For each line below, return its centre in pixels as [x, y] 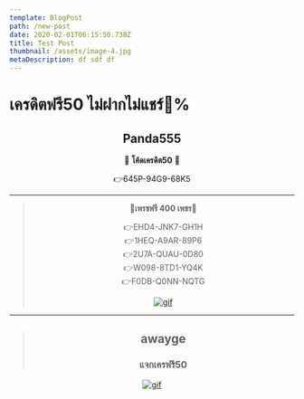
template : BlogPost [46, 18]
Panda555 [152, 138]
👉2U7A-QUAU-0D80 [163, 254]
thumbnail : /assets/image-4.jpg [70, 52]
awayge [163, 339]
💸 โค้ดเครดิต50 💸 [152, 160]
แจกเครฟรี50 [163, 365]
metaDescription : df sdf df [62, 60]
